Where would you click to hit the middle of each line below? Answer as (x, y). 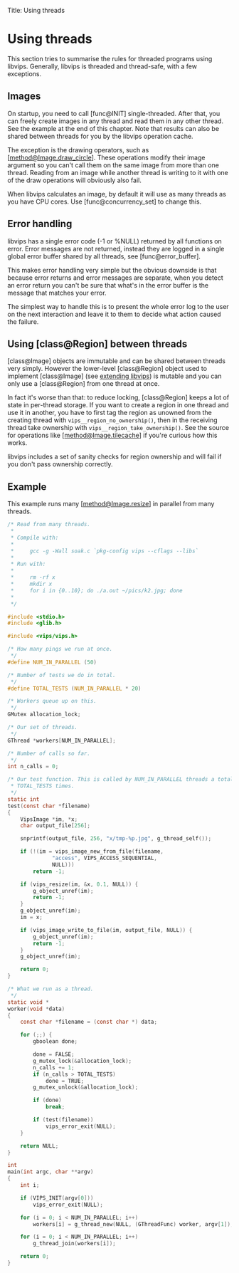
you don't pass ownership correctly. (60, 464)
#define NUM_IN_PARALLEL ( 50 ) (52, 662)
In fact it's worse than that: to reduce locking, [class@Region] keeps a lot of (118, 397)
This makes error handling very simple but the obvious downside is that (112, 270)
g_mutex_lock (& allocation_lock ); (83, 1061)
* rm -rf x (33, 577)
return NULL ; (39, 1146)
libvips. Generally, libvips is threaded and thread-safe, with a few (102, 66)
